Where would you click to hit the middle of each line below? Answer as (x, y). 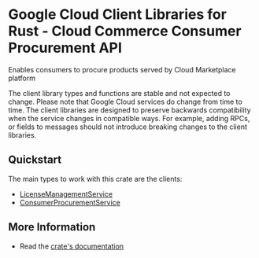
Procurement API (65, 48)
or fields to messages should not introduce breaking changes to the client (128, 127)
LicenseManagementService (66, 193)
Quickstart (35, 160)
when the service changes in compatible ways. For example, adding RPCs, (129, 118)
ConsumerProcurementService (70, 202)
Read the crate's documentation (72, 246)
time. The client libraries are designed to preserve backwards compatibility (129, 110)
